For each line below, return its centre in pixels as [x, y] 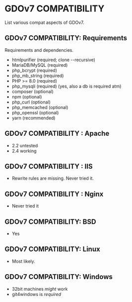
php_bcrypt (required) [34, 70]
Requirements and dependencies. [39, 50]
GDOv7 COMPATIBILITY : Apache [57, 134]
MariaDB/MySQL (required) [40, 65]
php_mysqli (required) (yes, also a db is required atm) [66, 86]
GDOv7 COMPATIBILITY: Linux [52, 249]
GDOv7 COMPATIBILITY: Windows [59, 277]
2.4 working [24, 151]
